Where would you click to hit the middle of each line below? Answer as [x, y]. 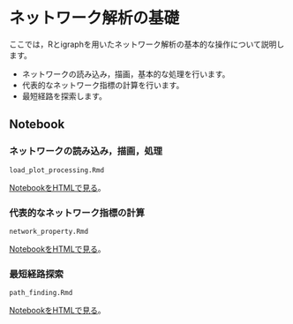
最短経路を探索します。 [64, 96]
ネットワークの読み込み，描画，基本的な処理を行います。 [126, 74]
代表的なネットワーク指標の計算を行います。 [103, 85]
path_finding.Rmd [41, 293]
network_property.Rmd [49, 231]
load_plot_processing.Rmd [56, 170]
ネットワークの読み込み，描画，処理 [86, 151]
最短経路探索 [37, 274]
